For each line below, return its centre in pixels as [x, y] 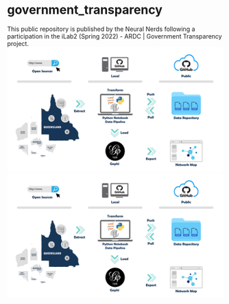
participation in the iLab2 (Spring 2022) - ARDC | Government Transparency [114, 36]
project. [18, 43]
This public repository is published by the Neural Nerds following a [101, 29]
